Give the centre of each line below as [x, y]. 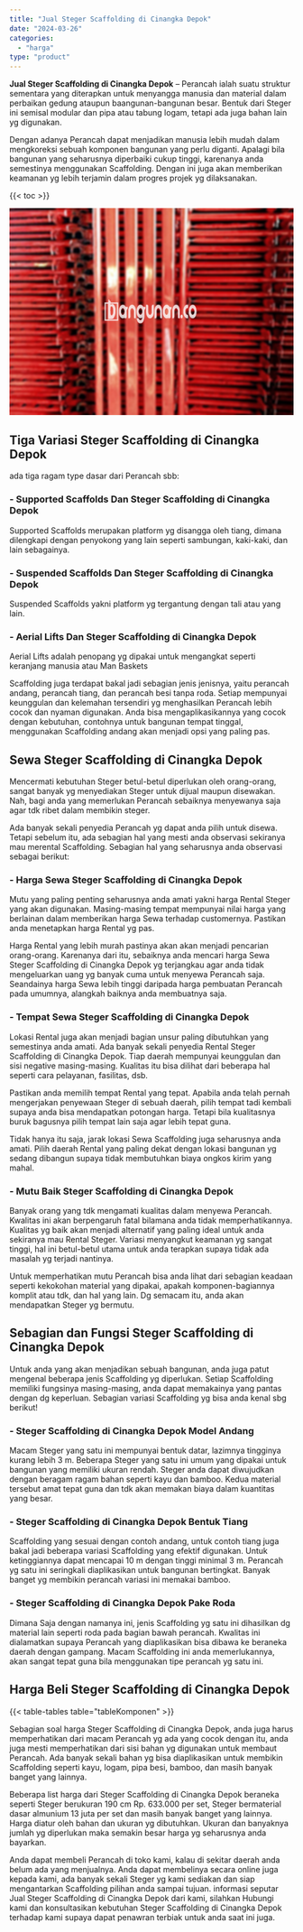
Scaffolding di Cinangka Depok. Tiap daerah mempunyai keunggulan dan [145, 1056]
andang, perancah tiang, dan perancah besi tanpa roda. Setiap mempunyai [148, 693]
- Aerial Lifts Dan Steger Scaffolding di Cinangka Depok [133, 636]
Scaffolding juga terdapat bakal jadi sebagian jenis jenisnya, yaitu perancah [150, 684]
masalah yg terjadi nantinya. [62, 1259]
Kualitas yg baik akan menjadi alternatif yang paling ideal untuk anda [137, 1230]
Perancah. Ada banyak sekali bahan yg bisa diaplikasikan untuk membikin [146, 1757]
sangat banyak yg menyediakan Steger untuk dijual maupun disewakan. [142, 791]
